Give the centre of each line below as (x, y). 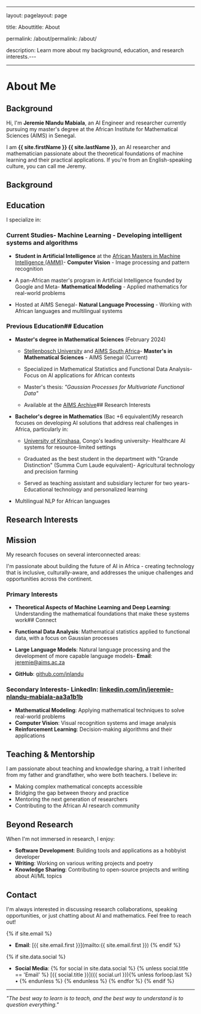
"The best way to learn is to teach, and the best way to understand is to (95, 998)
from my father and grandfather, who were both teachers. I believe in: (92, 775)
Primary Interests (32, 594)
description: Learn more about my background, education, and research (95, 50)
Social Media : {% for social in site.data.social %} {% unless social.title (101, 969)
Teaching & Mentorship (51, 754)
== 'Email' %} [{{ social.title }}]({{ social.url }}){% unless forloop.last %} (103, 975)
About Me (31, 86)
